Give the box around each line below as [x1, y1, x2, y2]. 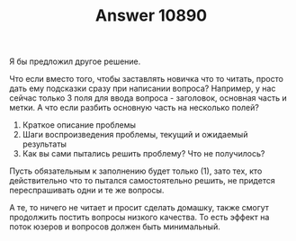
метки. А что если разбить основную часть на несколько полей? [9, 103, 259, 113]
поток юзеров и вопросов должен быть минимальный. [9, 221, 220, 232]
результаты [22, 138, 67, 149]
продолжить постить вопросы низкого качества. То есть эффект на [9, 212, 270, 223]
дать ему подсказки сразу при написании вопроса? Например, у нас [9, 83, 276, 94]
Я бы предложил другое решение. [9, 56, 141, 67]
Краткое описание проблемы [22, 120, 137, 130]
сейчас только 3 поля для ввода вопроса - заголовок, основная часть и [9, 93, 287, 103]
